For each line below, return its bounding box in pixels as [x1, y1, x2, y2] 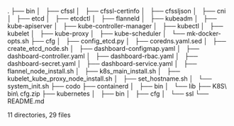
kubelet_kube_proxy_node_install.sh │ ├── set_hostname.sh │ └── [7, 74, 212, 83]
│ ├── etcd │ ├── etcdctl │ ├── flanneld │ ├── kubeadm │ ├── [7, 14, 218, 23]
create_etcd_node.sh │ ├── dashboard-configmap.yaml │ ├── [7, 45, 200, 52]
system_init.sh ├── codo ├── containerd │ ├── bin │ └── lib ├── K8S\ [7, 82, 227, 90]
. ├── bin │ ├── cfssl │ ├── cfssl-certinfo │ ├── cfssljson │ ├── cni [7, 7, 226, 15]
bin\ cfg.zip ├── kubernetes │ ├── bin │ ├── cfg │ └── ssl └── [7, 89, 209, 98]
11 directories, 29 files [7, 110, 71, 119]
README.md [7, 97, 45, 105]
